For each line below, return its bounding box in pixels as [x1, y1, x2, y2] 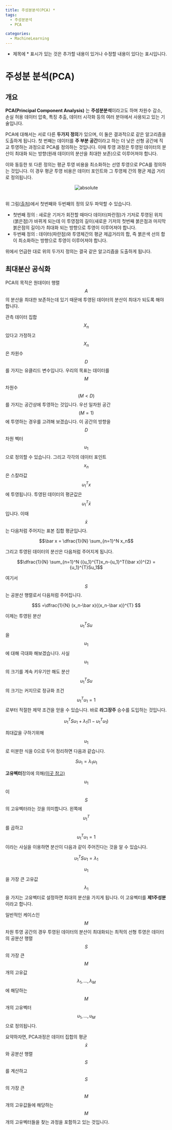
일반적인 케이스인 [5, 912, 40, 918]
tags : [5, 12, 17, 18]
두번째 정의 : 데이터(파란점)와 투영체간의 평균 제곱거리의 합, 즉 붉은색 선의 [12, 231, 160, 237]
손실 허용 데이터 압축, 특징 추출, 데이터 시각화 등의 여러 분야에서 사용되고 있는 [5, 114, 160, 120]
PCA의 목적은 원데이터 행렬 [5, 279, 60, 286]
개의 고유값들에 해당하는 [5, 1102, 54, 1108]
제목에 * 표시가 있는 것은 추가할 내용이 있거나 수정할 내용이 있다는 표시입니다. [12, 51, 167, 57]
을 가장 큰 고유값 [5, 876, 39, 882]
